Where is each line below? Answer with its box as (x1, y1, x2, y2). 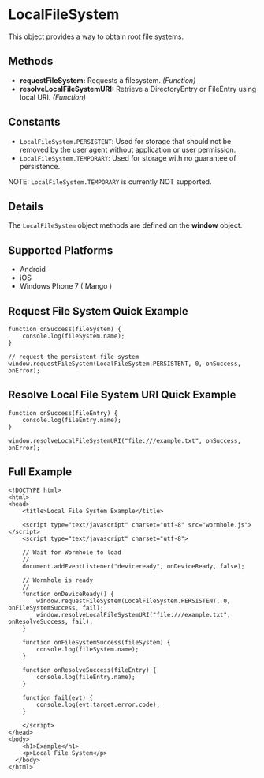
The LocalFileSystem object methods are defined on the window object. (8, 221, 243, 230)
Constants (8, 115, 61, 129)
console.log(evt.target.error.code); (36, 701, 160, 708)
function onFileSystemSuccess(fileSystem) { (22, 638, 171, 646)
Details (8, 199, 43, 213)
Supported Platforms (8, 244, 113, 257)
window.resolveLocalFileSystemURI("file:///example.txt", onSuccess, (8, 436, 242, 444)
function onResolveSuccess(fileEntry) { (22, 666, 157, 674)
